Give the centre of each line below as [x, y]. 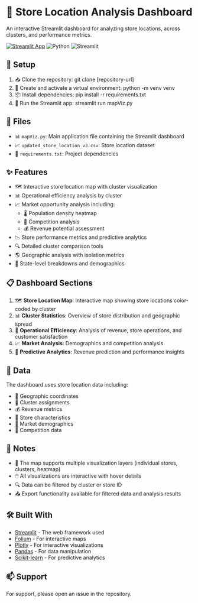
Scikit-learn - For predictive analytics [60, 557]
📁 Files [19, 121]
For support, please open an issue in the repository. [69, 594]
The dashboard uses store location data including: [67, 385]
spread [23, 324]
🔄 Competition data [38, 430]
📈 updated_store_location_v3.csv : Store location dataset [85, 145]
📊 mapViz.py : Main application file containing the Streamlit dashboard [99, 136]
